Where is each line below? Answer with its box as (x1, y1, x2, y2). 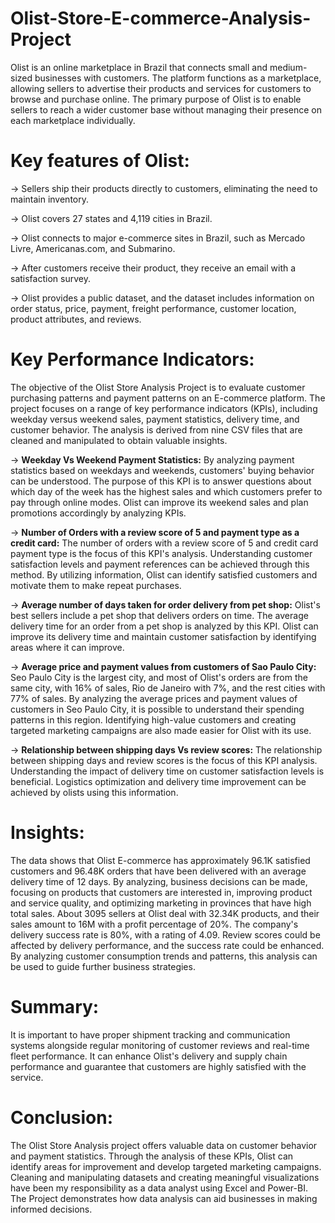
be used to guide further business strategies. (10, 960, 196, 972)
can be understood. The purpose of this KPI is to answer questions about (10, 475, 312, 487)
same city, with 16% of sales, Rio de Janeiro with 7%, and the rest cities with (10, 682, 326, 694)
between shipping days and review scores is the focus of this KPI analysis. (10, 754, 318, 766)
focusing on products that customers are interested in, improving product (10, 886, 313, 898)
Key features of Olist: (10, 150, 190, 172)
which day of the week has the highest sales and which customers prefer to (10, 485, 323, 497)
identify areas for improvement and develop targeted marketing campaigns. (10, 1160, 322, 1172)
